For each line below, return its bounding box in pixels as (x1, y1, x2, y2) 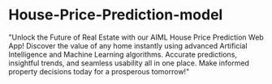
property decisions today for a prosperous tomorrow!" (8, 66, 190, 76)
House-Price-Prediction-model (8, 6, 223, 24)
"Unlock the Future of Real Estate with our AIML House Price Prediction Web (8, 32, 264, 42)
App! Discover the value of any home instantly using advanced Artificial (8, 40, 248, 50)
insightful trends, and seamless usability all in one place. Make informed (8, 58, 250, 68)
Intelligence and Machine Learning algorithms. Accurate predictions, (8, 49, 238, 59)
